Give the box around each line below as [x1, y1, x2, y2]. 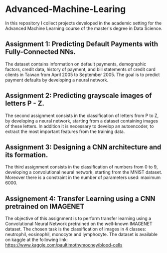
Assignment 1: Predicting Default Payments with [5, 40, 159, 48]
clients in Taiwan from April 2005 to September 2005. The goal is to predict [5, 71, 160, 77]
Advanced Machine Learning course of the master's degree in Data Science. [5, 25, 163, 31]
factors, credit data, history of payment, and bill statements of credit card [5, 66, 156, 72]
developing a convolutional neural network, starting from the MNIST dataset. [5, 169, 163, 175]
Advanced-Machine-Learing [5, 3, 126, 15]
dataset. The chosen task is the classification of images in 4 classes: [5, 226, 146, 232]
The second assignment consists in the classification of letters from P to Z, [5, 112, 159, 118]
